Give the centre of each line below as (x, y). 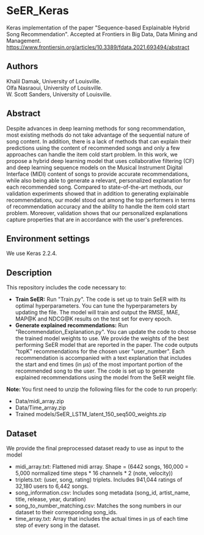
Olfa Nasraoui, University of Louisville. (54, 88)
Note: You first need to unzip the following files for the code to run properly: (102, 389)
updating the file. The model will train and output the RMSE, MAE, (97, 313)
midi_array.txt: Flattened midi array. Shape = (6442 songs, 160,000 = (102, 467)
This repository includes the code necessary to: (66, 287)
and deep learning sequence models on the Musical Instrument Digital (95, 167)
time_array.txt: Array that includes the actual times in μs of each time (101, 519)
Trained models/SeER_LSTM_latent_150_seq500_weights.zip (91, 414)
